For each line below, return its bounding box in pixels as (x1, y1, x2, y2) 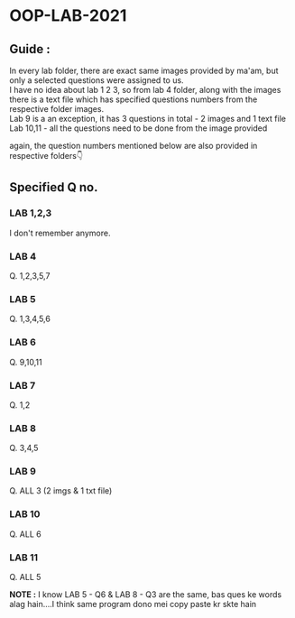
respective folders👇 (9, 151, 84, 161)
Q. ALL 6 (9, 529, 42, 540)
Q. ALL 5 (9, 572, 41, 583)
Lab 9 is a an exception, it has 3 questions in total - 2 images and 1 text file (9, 114, 287, 124)
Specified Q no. (9, 180, 98, 195)
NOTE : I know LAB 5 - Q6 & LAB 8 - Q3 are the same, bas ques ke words (9, 589, 282, 600)
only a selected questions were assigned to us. (9, 75, 184, 86)
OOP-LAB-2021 (9, 5, 127, 26)
